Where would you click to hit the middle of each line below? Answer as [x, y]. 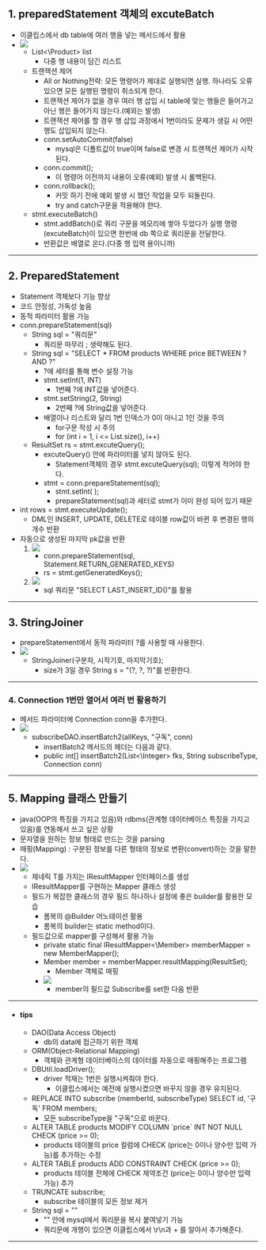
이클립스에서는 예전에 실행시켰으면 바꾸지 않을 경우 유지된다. [148, 1088]
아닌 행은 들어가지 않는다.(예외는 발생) [102, 110]
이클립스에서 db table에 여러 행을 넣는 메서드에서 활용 [103, 35]
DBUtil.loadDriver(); [63, 1069]
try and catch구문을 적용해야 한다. [108, 205]
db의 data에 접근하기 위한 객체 [91, 1042]
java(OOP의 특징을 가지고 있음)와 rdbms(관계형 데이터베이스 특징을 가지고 [135, 819]
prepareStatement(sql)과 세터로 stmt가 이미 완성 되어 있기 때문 [154, 501]
